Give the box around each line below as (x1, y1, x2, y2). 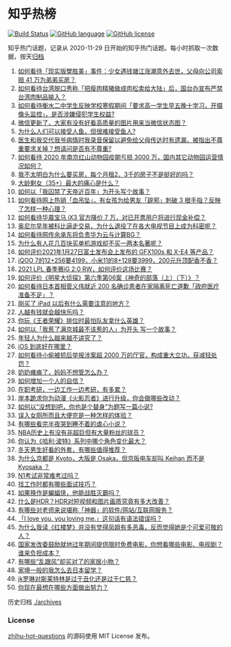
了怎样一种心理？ (17, 204, 67, 213)
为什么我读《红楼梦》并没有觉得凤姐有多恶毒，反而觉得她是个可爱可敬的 (17, 522, 223, 531)
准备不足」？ (17, 290, 54, 299)
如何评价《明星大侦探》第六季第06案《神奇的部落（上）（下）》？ (17, 273, 201, 282)
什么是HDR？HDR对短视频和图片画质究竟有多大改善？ (17, 497, 170, 505)
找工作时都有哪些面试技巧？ (17, 480, 97, 488)
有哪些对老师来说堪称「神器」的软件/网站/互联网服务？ (17, 505, 173, 513)
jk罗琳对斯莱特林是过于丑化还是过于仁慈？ (17, 574, 137, 582)
